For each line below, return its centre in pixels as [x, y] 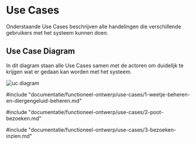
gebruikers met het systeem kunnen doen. [57, 32]
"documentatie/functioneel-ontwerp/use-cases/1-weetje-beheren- [109, 94]
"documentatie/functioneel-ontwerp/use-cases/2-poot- [96, 112]
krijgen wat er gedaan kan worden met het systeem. [69, 72]
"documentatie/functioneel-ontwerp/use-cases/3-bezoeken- [102, 129]
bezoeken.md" [24, 118]
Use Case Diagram [40, 51]
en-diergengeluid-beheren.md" [44, 101]
